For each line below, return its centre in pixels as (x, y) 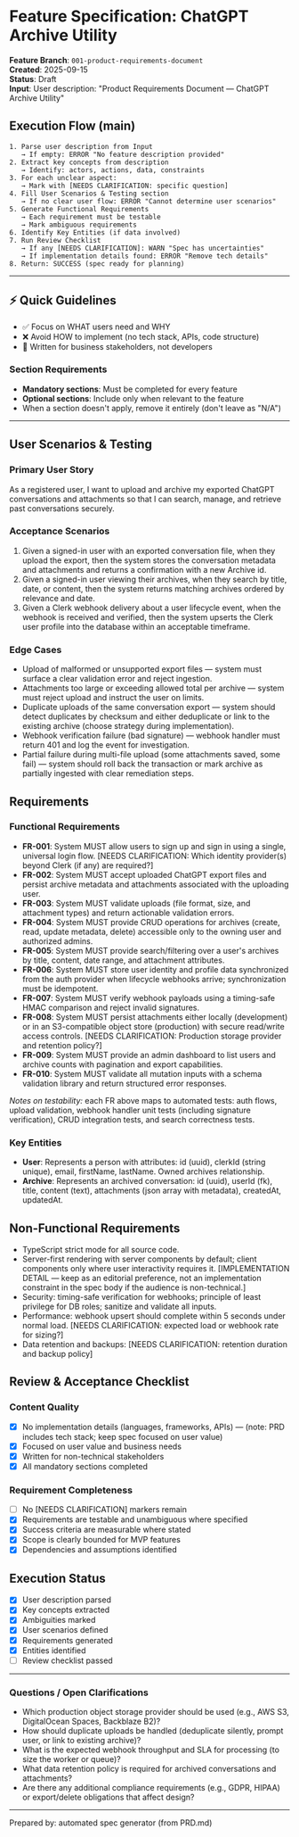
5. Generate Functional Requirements (79, 209)
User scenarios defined (65, 1630)
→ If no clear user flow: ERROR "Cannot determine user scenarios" (149, 201)
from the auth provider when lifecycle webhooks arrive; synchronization (154, 979)
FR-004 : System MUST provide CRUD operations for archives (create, (151, 922)
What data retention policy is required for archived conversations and (149, 1769)
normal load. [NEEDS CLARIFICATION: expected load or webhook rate (150, 1325)
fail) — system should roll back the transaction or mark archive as (142, 764)
